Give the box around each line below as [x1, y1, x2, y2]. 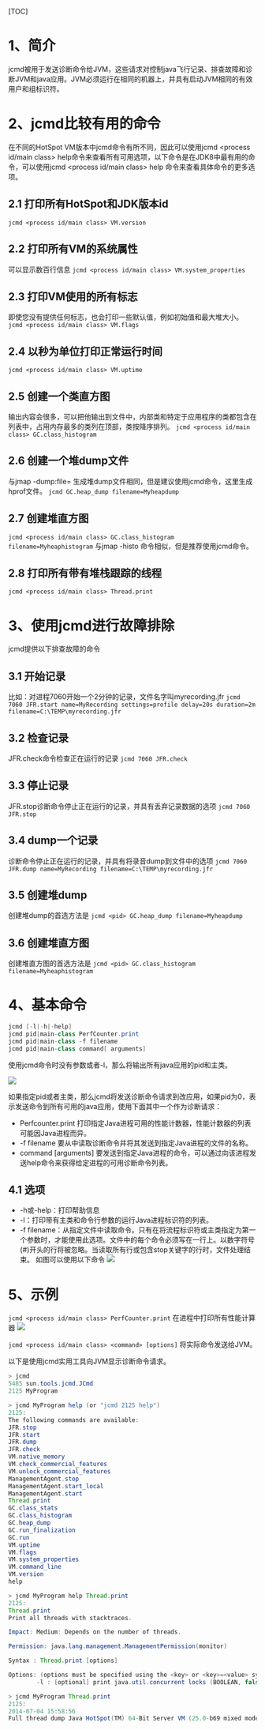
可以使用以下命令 [49, 1255, 105, 1265]
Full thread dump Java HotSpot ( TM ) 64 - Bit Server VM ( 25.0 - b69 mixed [8, 1714, 242, 1723]
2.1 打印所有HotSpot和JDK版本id [8, 197, 169, 211]
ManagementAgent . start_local [8, 1482, 104, 1490]
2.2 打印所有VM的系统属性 [8, 243, 138, 256]
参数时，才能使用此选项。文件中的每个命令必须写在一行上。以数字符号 [26, 1235, 255, 1245]
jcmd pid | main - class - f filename [8, 1037, 118, 1045]
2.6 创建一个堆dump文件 [8, 454, 129, 468]
